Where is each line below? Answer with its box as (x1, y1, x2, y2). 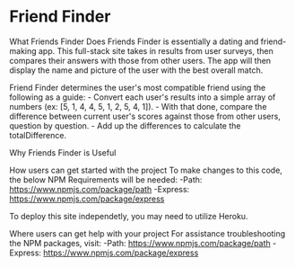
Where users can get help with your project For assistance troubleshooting (9, 227, 286, 239)
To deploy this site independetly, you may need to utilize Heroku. (9, 210, 248, 221)
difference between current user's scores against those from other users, (9, 111, 281, 121)
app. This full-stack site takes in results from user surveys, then (38, 45, 273, 56)
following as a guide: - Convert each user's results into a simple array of (9, 92, 276, 102)
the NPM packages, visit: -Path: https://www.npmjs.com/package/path (9, 237, 271, 248)
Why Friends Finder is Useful (9, 147, 117, 158)
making (9, 45, 38, 56)
